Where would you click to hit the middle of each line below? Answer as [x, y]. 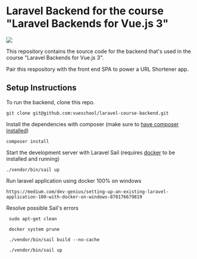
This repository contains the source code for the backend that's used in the [99, 51]
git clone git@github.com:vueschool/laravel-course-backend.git [87, 113]
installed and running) [33, 158]
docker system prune [34, 229]
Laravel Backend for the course [85, 11]
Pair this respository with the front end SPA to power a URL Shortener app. [98, 69]
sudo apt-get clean [33, 219]
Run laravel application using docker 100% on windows [74, 180]
